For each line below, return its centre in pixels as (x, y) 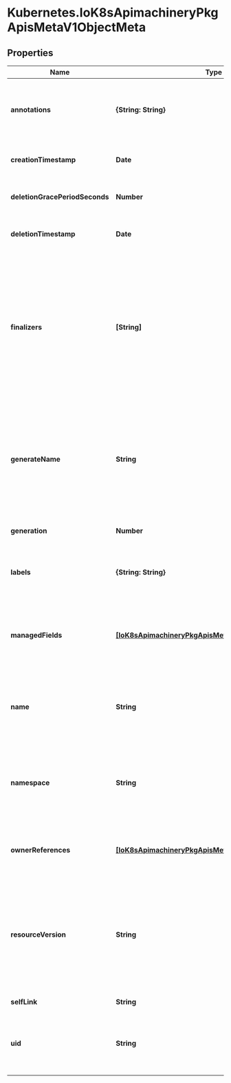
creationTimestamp (43, 160)
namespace (30, 783)
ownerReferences (41, 850)
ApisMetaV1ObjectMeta (77, 27)
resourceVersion (38, 935)
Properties (30, 53)
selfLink (24, 1002)
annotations (31, 110)
